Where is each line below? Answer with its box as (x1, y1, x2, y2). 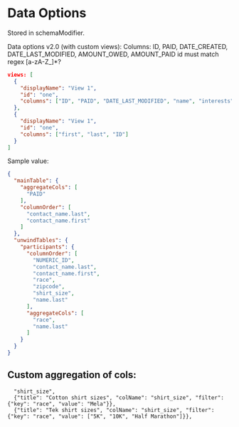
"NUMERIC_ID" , (33, 256, 75, 264)
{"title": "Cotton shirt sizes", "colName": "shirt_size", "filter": (14, 394, 224, 401)
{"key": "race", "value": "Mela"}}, (7, 400, 116, 407)
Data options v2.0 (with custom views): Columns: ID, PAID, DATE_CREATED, (7, 42, 228, 51)
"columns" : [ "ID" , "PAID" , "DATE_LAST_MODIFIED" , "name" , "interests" (20, 97, 234, 105)
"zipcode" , (33, 283, 65, 290)
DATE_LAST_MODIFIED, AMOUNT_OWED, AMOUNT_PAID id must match (7, 50, 219, 58)
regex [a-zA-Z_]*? (7, 57, 62, 65)
